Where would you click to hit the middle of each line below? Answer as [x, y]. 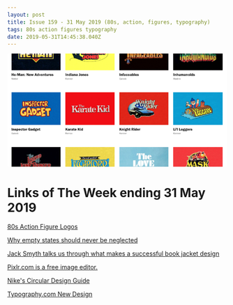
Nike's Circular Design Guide [48, 281]
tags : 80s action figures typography [62, 29]
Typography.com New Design [50, 294]
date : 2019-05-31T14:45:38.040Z [54, 37]
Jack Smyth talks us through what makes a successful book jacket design [113, 253]
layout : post [26, 15]
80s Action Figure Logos [43, 227]
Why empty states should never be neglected [73, 240]
